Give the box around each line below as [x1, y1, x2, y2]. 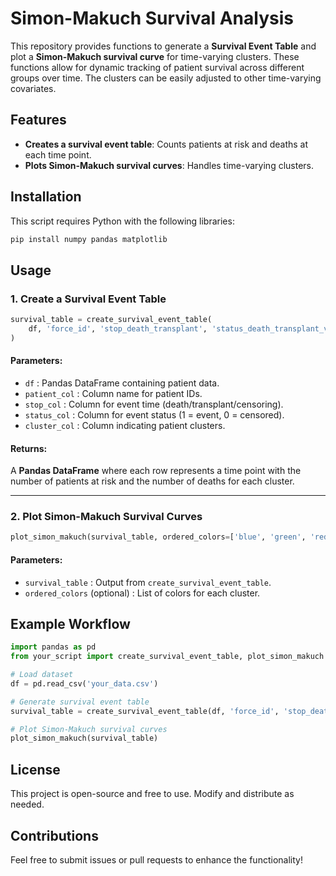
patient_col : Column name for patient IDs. [24, 387, 203, 399]
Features [10, 112, 67, 129]
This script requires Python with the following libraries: [10, 215, 235, 227]
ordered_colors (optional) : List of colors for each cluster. [24, 587, 261, 599]
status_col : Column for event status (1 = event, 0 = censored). [24, 408, 285, 421]
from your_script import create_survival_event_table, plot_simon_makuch [10, 652, 325, 662]
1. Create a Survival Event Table [10, 292, 167, 306]
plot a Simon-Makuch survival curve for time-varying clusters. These [10, 50, 300, 62]
